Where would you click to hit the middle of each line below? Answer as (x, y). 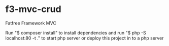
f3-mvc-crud (33, 9)
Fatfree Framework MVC (31, 23)
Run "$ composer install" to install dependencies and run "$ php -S (76, 32)
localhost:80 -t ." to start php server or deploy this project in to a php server (84, 38)
